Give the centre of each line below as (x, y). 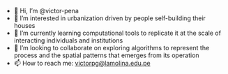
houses (24, 25)
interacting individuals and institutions (68, 40)
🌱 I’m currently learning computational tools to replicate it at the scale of (117, 33)
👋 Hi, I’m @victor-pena (46, 11)
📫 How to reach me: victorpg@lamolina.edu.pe (82, 63)
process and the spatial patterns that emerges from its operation (107, 55)
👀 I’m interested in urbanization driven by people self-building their (109, 18)
